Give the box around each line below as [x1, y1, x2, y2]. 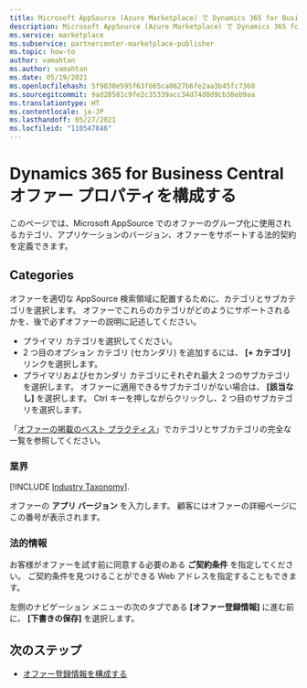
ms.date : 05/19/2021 [9, 73, 89, 82]
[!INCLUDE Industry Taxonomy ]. [9, 481, 130, 492]
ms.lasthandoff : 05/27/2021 [9, 115, 117, 124]
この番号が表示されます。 [9, 511, 105, 522]
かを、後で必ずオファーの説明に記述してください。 [9, 316, 202, 327]
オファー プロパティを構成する [9, 186, 237, 207]
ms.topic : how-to [9, 48, 76, 57]
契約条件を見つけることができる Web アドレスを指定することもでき [35, 571, 290, 582]
